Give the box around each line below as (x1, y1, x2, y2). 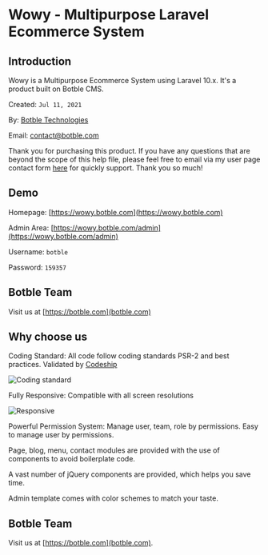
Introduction (8, 54, 72, 68)
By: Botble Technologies (8, 115, 89, 125)
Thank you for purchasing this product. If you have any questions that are (8, 146, 250, 155)
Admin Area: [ (8, 222, 54, 233)
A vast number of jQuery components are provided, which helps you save (8, 469, 251, 479)
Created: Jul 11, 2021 (8, 100, 82, 109)
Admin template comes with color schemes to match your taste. (8, 493, 218, 503)
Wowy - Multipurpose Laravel (8, 6, 210, 24)
